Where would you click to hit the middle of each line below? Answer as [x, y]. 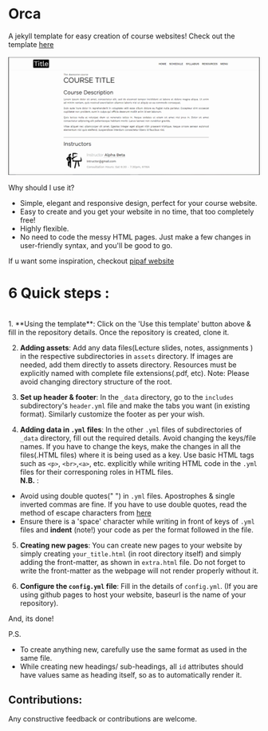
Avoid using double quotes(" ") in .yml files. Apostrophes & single [127, 496]
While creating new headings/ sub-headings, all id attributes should [131, 666]
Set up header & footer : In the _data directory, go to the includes [126, 397]
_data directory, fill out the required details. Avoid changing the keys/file [138, 438]
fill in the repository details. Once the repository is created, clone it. [119, 332]
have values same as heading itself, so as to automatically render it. [131, 674]
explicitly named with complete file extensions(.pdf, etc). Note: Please [134, 373]
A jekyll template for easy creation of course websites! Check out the [122, 36]
